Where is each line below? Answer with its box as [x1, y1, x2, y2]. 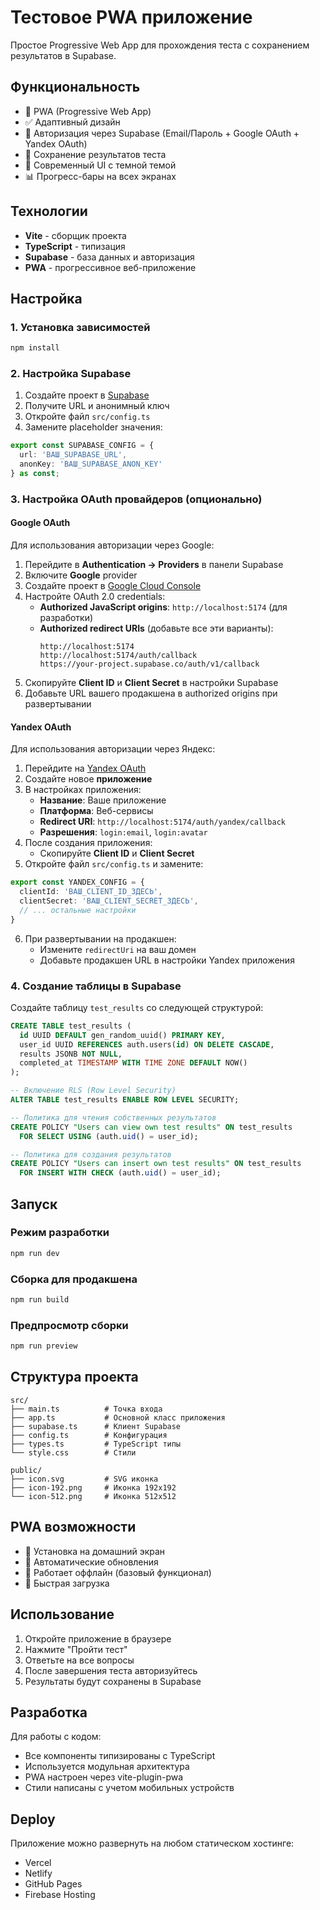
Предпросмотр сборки [10, 1318, 129, 1332]
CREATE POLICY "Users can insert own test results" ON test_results [10, 1159, 302, 1169]
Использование [10, 1606, 115, 1623]
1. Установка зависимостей [10, 320, 151, 334]
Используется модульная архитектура [24, 1761, 190, 1773]
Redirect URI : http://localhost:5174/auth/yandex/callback [39, 816, 286, 828]
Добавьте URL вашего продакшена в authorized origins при [24, 687, 278, 700]
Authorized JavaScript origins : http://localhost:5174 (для [39, 601, 288, 613]
